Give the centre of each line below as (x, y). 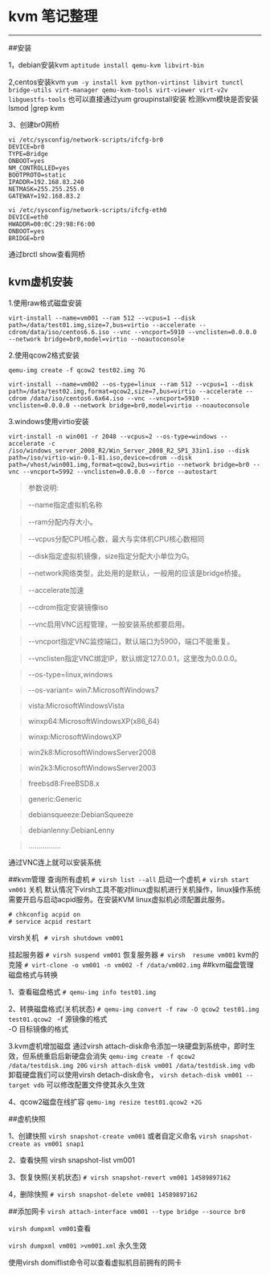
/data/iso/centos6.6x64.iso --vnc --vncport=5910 (114, 398)
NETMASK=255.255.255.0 (46, 189)
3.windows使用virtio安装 (49, 421)
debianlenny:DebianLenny (71, 830)
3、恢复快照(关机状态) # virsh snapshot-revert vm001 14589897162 (120, 1177)
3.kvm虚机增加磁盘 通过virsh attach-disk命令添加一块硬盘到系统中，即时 (128, 1046)
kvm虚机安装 (41, 282)
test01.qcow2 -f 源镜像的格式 (58, 1019)
